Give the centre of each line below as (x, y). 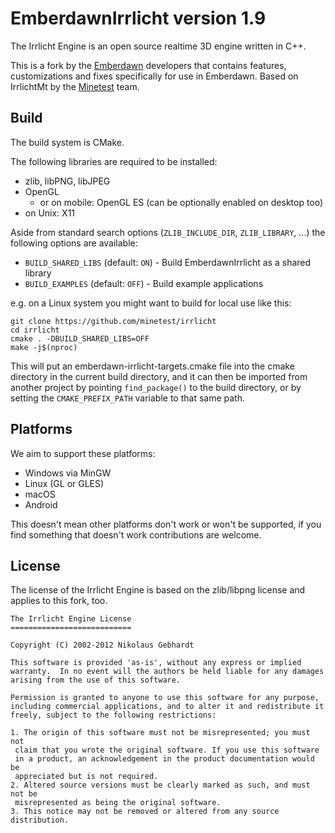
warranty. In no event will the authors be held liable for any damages (167, 672)
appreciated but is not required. (86, 777)
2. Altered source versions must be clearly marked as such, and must (160, 785)
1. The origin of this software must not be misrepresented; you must (160, 733)
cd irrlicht (35, 330)
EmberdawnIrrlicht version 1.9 (138, 18)
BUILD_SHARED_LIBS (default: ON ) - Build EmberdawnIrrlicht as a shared (168, 262)
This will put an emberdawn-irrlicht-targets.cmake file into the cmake (152, 366)
